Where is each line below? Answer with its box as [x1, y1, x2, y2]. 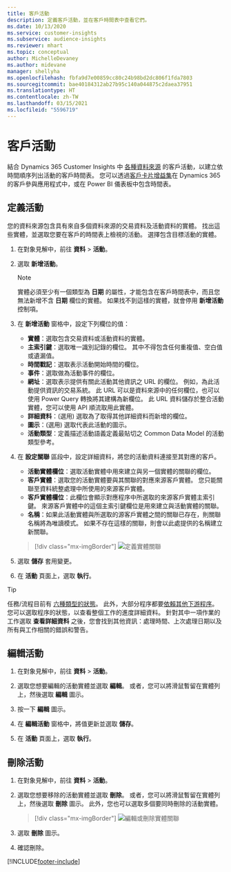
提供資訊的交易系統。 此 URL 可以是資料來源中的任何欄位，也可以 [33, 386, 220, 394]
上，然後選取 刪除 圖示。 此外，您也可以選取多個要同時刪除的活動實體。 [17, 800, 222, 808]
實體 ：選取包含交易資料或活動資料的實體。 [27, 334, 149, 342]
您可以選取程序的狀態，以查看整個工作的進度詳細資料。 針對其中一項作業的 [7, 608, 221, 617]
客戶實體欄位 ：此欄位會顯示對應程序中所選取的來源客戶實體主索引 [27, 493, 215, 501]
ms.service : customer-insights [7, 29, 97, 37]
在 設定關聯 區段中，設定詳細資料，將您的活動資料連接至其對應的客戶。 [17, 452, 221, 461]
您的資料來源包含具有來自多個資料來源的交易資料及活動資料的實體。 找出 [7, 222, 214, 230]
